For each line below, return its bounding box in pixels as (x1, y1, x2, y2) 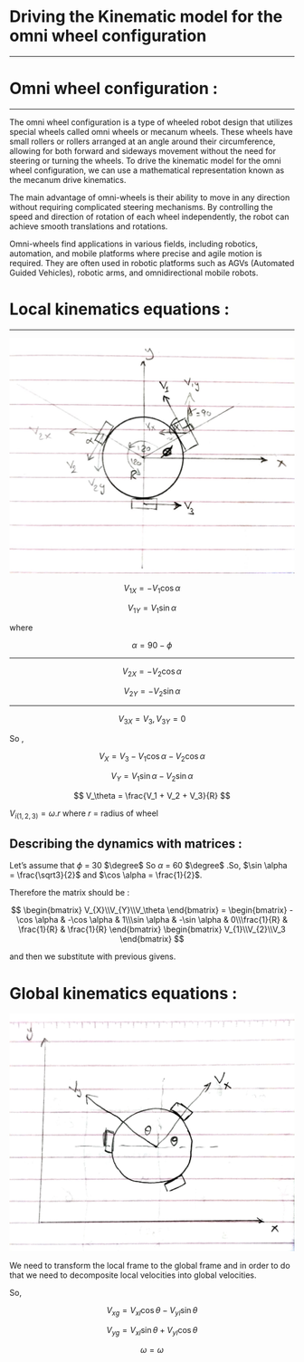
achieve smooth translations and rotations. (9, 220, 168, 232)
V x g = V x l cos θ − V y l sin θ (106, 1305, 198, 1318)
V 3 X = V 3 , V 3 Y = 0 (118, 714, 186, 726)
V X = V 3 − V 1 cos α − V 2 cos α (99, 751, 205, 763)
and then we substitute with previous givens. (9, 951, 176, 962)
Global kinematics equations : (9, 983, 238, 1003)
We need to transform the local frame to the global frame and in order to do (9, 1261, 291, 1271)
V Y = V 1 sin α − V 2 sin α (110, 770, 194, 783)
